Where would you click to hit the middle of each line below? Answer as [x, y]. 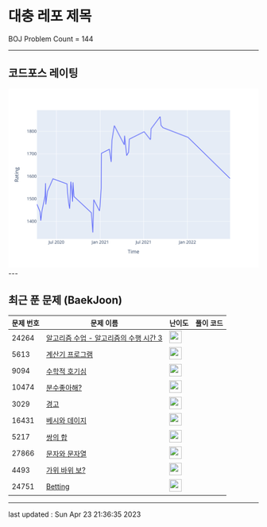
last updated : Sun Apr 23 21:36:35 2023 [75, 514]
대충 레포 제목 [50, 16]
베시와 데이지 [67, 420]
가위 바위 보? [66, 471]
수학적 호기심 [67, 371]
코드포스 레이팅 [43, 74]
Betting [58, 486]
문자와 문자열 [67, 453]
